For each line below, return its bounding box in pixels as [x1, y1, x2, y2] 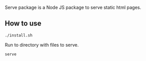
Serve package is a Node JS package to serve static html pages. [5, 5, 141, 10]
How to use [5, 19, 41, 28]
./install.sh [5, 33, 33, 38]
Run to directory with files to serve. [5, 42, 79, 48]
